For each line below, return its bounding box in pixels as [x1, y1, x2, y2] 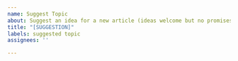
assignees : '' [7, 37, 50, 44]
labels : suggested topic [7, 30, 81, 38]
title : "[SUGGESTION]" [7, 23, 74, 30]
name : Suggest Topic [7, 10, 69, 18]
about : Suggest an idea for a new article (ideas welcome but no [7, 17, 204, 24]
